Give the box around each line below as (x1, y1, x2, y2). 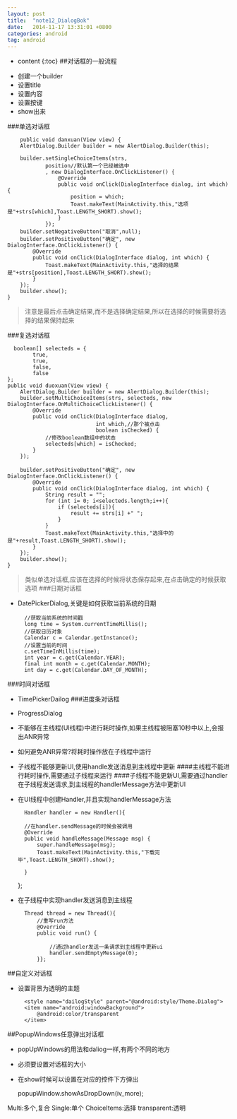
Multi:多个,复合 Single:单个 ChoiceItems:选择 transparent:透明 (7, 1103, 186, 1113)
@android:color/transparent (36, 1011, 119, 1018)
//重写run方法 (36, 918, 74, 925)
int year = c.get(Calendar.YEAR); (24, 654, 126, 661)
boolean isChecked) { (95, 427, 159, 434)
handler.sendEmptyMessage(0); (49, 949, 138, 957)
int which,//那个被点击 (95, 421, 160, 428)
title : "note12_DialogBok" (7, 17, 90, 24)
